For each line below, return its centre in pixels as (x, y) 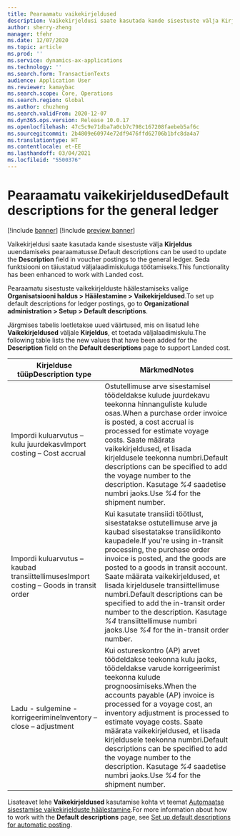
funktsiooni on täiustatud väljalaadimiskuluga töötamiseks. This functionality (119, 267)
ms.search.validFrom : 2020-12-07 (57, 114)
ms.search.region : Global (46, 101)
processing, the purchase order (157, 549)
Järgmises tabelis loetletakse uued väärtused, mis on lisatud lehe (104, 325)
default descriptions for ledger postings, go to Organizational (98, 303)
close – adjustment (42, 726)
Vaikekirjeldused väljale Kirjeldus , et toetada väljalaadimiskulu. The (107, 332)
